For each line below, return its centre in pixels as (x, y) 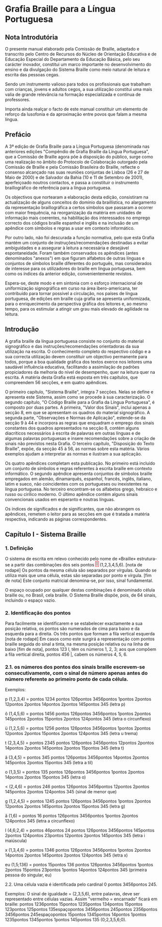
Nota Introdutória (31, 37)
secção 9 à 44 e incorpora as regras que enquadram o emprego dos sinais (80, 423)
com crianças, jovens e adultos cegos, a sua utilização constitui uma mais (79, 89)
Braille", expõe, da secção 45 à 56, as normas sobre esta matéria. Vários (77, 449)
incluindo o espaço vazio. (30, 600)
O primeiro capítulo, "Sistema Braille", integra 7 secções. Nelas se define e (79, 392)
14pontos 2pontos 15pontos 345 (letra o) (45, 777)
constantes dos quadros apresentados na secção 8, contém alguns (72, 428)
